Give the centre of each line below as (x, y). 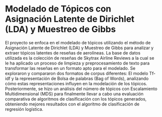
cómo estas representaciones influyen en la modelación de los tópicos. (76, 83)
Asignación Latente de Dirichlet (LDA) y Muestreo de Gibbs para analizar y (79, 48)
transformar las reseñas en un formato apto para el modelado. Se (70, 68)
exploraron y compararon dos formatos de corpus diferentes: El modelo (77, 73)
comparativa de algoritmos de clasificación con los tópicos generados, (76, 99)
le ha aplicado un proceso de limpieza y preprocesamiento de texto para (77, 63)
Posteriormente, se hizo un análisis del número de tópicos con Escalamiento (81, 89)
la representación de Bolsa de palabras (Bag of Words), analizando (82, 78)
